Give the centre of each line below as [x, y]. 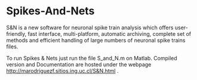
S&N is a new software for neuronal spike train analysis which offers [90, 27]
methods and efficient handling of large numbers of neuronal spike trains [96, 40]
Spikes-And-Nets [50, 11]
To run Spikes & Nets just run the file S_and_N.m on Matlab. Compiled [92, 58]
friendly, [16, 33]
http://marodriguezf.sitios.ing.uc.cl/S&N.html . [62, 70]
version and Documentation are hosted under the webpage [79, 64]
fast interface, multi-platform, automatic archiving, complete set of [110, 33]
